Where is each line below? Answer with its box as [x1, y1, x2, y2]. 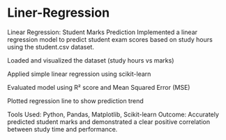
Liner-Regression [7, 5, 110, 21]
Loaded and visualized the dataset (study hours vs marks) [7, 56, 174, 64]
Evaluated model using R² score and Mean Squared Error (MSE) [7, 83, 190, 91]
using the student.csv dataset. [7, 42, 94, 51]
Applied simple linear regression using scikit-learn [7, 70, 151, 78]
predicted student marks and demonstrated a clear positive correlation [7, 117, 211, 126]
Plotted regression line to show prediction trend [7, 96, 144, 105]
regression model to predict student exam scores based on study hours [7, 35, 213, 43]
